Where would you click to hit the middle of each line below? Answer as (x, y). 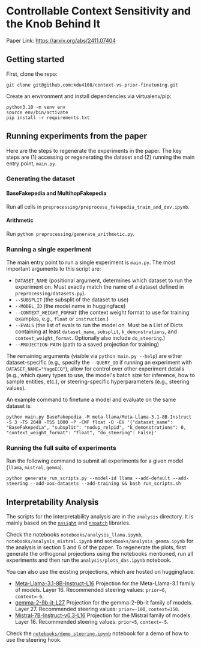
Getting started (35, 59)
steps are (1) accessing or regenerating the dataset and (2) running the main (100, 157)
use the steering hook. (34, 640)
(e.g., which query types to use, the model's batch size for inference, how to (100, 375)
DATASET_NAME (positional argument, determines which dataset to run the (103, 280)
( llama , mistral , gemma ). (35, 467)
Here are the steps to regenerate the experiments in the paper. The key (94, 150)
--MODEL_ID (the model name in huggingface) (70, 306)
